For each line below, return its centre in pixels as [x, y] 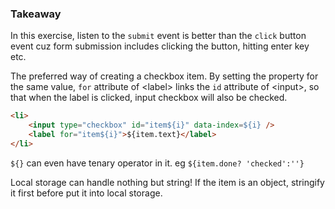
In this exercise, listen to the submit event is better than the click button [158, 36]
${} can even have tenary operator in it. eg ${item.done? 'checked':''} [157, 163]
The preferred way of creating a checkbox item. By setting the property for [164, 76]
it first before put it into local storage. [86, 193]
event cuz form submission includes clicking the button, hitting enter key [160, 46]
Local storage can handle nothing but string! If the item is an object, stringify [167, 182]
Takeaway [36, 14]
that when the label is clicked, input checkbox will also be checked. [149, 98]
